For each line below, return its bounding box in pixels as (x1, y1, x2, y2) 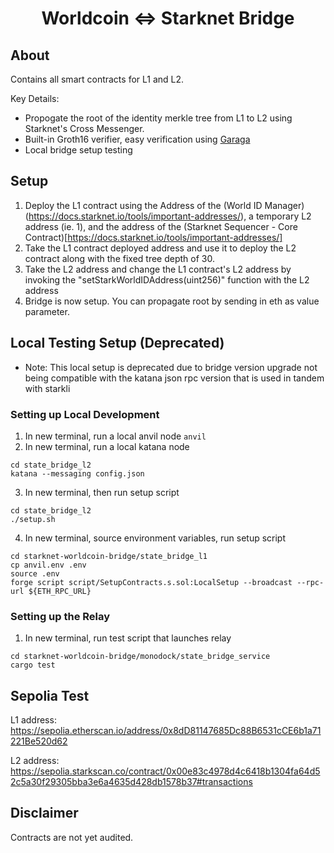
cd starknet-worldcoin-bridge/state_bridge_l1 (10, 551, 208, 561)
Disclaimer (10, 805, 79, 822)
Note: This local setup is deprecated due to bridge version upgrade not (24, 361, 318, 373)
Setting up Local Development (10, 407, 160, 421)
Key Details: (10, 93, 60, 104)
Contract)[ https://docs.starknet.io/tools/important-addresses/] (24, 231, 283, 243)
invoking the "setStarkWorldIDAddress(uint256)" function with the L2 (24, 273, 310, 286)
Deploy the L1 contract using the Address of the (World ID (24, 199, 263, 211)
